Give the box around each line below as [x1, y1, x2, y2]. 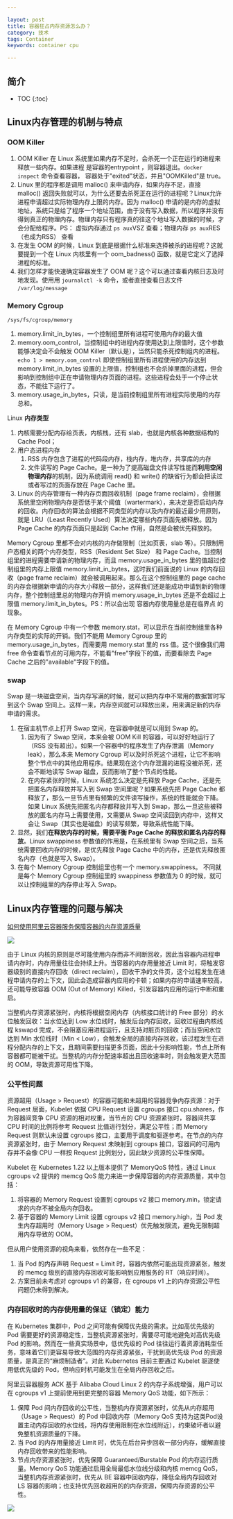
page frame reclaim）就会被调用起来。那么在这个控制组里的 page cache [19, 573, 226, 582]
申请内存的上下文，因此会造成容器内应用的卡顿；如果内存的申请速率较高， [12, 976, 226, 984]
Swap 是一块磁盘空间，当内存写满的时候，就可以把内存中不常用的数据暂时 [7, 692, 220, 700]
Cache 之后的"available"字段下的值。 [7, 657, 113, 666]
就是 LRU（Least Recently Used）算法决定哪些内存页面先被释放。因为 [17, 515, 218, 523]
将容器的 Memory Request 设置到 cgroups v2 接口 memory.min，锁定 [17, 1195, 216, 1204]
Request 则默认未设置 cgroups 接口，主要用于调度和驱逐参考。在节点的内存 [7, 1131, 224, 1139]
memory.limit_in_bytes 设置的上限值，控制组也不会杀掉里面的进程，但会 [17, 364, 223, 372]
